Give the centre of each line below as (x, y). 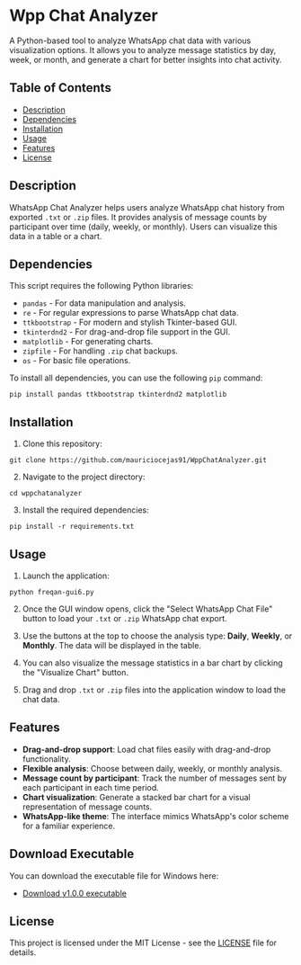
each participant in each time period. (90, 787)
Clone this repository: (62, 444)
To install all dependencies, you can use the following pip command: (136, 378)
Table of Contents (61, 88)
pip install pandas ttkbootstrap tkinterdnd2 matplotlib (118, 395)
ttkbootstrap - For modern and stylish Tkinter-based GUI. (130, 322)
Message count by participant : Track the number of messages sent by (155, 778)
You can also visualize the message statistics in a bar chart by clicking (152, 663)
